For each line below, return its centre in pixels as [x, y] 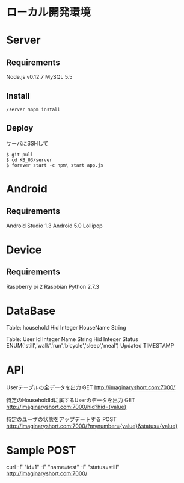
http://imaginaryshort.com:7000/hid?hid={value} [66, 407]
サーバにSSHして [27, 143]
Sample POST [41, 450]
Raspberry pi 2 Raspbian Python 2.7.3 [53, 286]
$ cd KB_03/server [29, 160]
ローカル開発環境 [49, 12]
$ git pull [20, 155]
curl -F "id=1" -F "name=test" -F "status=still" [63, 467]
